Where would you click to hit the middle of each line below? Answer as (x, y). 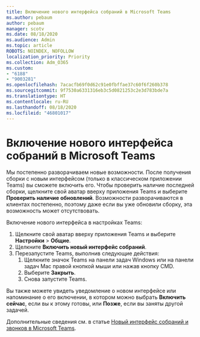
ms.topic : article (29, 46)
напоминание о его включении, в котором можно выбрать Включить (96, 297)
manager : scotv (25, 29)
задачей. (17, 310)
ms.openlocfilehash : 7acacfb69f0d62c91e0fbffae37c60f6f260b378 (87, 85)
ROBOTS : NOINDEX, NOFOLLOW (40, 51)
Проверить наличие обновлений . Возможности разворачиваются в (95, 198)
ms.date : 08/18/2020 (32, 34)
